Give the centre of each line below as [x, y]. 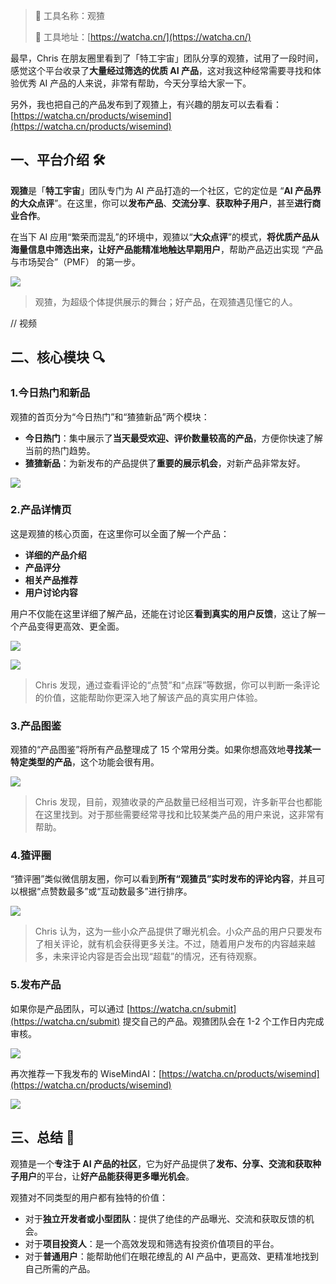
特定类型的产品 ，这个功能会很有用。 [85, 762]
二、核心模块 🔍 [58, 357]
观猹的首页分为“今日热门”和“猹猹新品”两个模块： [110, 416]
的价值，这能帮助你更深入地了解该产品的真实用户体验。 [148, 697]
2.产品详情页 [41, 510]
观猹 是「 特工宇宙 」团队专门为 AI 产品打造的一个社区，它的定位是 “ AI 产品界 [166, 190]
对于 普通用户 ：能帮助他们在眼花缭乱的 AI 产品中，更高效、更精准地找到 [172, 1256]
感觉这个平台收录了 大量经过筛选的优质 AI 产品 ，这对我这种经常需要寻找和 [161, 70]
